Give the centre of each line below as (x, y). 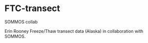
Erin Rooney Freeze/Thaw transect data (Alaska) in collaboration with (74, 31)
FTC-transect (32, 8)
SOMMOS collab (21, 22)
